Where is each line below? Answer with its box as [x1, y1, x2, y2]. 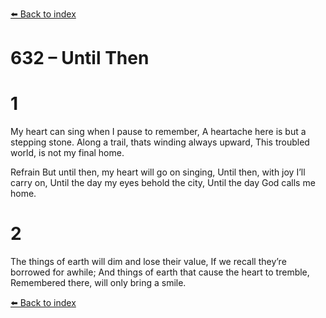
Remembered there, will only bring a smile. [10, 277, 187, 289]
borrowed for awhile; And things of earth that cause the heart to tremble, [10, 266, 310, 278]
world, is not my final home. [10, 147, 125, 159]
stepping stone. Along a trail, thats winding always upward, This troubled [10, 136, 310, 148]
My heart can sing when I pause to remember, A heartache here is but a [10, 126, 307, 138]
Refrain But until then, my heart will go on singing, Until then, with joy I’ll [10, 166, 306, 178]
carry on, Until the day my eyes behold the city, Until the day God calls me [10, 177, 316, 189]
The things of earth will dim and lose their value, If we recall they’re [10, 256, 287, 268]
